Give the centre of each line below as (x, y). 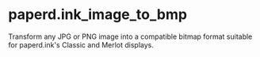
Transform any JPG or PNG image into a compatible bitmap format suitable (130, 36)
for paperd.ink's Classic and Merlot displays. (81, 44)
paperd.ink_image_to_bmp (98, 15)
